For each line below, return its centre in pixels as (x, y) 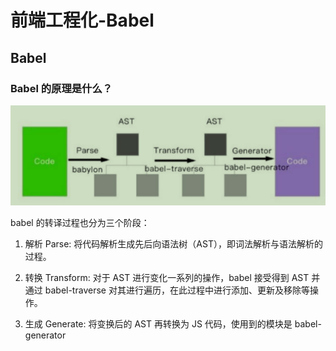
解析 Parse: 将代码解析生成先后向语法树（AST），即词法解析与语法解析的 (173, 244)
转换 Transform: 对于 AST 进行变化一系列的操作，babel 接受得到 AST (167, 278)
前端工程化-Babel (82, 20)
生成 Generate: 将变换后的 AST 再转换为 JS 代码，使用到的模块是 (158, 324)
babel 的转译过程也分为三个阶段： (80, 223)
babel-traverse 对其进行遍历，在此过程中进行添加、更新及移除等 (177, 290)
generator (45, 335)
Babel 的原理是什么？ (61, 88)
